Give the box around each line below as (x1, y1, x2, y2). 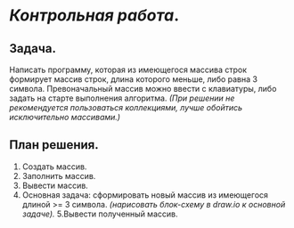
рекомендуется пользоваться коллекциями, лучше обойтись (9, 102, 243, 112)
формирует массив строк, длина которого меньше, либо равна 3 (9, 74, 258, 85)
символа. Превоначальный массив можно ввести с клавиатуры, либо (9, 84, 277, 94)
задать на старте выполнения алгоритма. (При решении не (9, 93, 235, 103)
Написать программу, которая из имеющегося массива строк (9, 64, 248, 75)
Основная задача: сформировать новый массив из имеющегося (21, 189, 269, 200)
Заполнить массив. (21, 170, 96, 181)
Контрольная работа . (9, 5, 180, 26)
